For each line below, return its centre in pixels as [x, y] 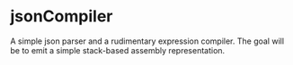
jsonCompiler [62, 16]
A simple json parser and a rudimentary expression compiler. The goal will [147, 41]
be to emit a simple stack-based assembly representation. [118, 50]
